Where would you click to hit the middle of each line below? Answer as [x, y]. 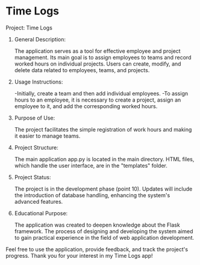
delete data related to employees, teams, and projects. [82, 70]
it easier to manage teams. [47, 136]
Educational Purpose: [41, 213]
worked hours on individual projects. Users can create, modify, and [98, 64]
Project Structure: [36, 147]
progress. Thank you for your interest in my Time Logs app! [79, 255]
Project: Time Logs [29, 28]
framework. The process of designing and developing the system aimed [104, 231]
